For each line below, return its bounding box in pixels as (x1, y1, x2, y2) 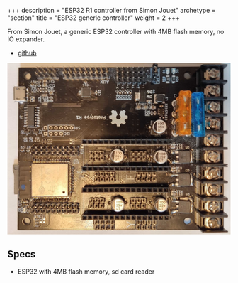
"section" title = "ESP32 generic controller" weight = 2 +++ (7, 14, 181, 22)
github (17, 49, 37, 57)
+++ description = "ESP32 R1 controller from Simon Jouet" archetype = (7, 6, 216, 14)
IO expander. (7, 35, 45, 43)
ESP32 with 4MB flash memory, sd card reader (17, 267, 155, 276)
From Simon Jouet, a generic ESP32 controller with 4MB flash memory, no (7, 28, 225, 36)
